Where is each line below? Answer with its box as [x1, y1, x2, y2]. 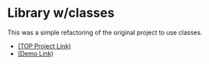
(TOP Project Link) [17, 41, 71, 50]
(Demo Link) [17, 49, 54, 58]
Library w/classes [7, 5, 115, 21]
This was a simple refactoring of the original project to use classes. [7, 28, 203, 37]
